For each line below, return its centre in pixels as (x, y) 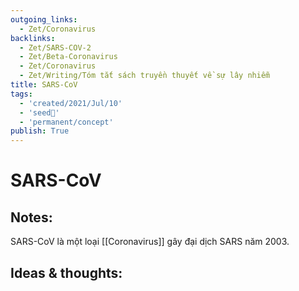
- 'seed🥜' (39, 112)
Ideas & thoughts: (66, 272)
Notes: (31, 217)
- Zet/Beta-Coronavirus (68, 57)
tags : (21, 94)
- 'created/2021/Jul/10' (71, 103)
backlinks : (33, 38)
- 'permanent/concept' (66, 122)
